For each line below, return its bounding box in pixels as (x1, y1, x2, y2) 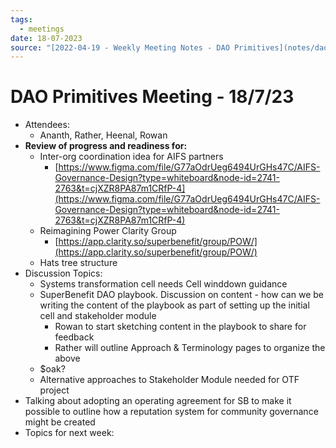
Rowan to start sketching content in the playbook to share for (54, 321, 307, 333)
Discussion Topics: (24, 267, 103, 280)
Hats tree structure (39, 257, 118, 269)
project (39, 384, 70, 396)
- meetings (19, 24, 65, 34)
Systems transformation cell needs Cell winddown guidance (39, 278, 288, 290)
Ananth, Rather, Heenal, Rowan (39, 129, 168, 141)
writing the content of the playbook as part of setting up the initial (39, 299, 310, 311)
